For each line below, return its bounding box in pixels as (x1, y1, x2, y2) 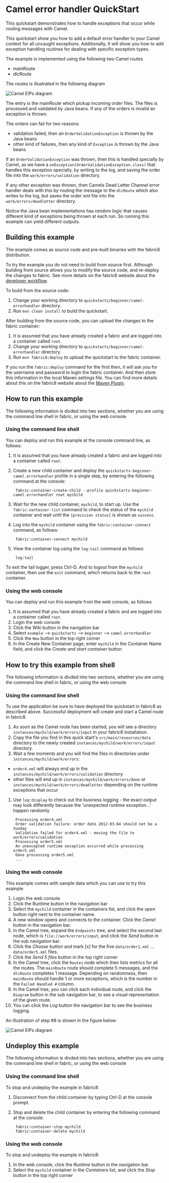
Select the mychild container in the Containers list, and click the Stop (13, 1167, 155, 1173)
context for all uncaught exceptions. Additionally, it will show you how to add (6, 40, 164, 46)
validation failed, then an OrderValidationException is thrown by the (13, 130, 153, 136)
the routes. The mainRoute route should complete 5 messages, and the (13, 964, 158, 970)
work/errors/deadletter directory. (6, 198, 77, 204)
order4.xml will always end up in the (13, 766, 88, 772)
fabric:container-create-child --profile (15, 488, 103, 493)
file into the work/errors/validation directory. (6, 172, 101, 178)
